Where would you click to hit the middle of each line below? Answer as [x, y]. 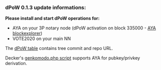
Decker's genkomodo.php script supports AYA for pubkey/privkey [73, 58]
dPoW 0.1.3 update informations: [46, 7]
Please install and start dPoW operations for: [52, 18]
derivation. [16, 63]
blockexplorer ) [27, 33]
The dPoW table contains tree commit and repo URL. [59, 48]
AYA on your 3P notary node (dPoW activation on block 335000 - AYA [84, 28]
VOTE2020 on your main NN [42, 38]
